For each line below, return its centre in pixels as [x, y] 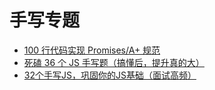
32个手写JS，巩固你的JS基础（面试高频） [110, 75]
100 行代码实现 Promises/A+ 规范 [92, 50]
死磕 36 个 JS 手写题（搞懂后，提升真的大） [114, 62]
